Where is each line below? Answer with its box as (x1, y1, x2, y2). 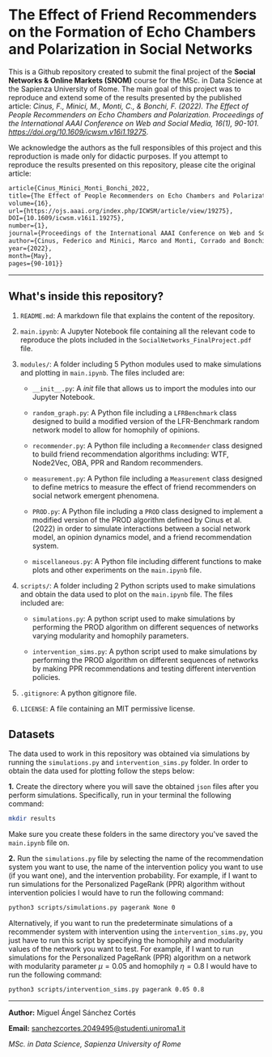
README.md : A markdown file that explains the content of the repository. (19, 311, 255, 320)
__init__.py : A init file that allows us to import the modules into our (32, 384, 257, 393)
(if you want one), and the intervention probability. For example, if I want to (8, 871, 257, 881)
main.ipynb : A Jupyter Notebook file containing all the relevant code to (19, 326, 256, 337)
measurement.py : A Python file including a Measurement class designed (32, 473, 263, 483)
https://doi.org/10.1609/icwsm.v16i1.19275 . (8, 127, 149, 137)
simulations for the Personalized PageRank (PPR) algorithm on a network (8, 953, 251, 962)
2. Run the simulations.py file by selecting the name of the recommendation (8, 854, 264, 864)
